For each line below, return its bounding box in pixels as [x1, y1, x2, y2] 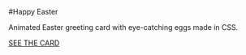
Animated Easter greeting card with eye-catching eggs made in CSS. [8, 23, 239, 32]
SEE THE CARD [8, 38, 60, 48]
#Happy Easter [8, 7, 58, 16]
